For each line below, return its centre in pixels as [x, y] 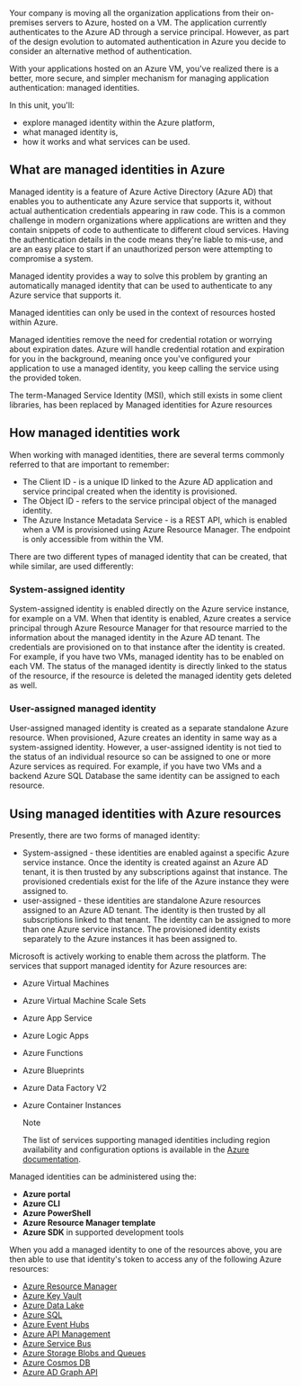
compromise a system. [52, 258]
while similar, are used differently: [71, 566]
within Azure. [34, 322]
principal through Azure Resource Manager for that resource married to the [148, 628]
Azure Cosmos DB [56, 1363]
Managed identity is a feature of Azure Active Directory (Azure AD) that [141, 192]
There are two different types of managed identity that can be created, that [148, 556]
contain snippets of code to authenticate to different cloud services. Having [149, 229]
